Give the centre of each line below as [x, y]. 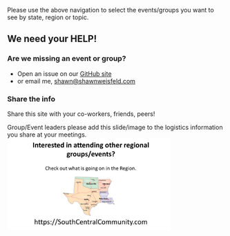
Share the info [31, 99]
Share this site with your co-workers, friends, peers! [81, 114]
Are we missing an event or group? [67, 59]
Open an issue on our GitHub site [64, 73]
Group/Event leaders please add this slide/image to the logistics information [115, 127]
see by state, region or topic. [48, 17]
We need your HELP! [52, 39]
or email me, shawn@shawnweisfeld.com [76, 81]
